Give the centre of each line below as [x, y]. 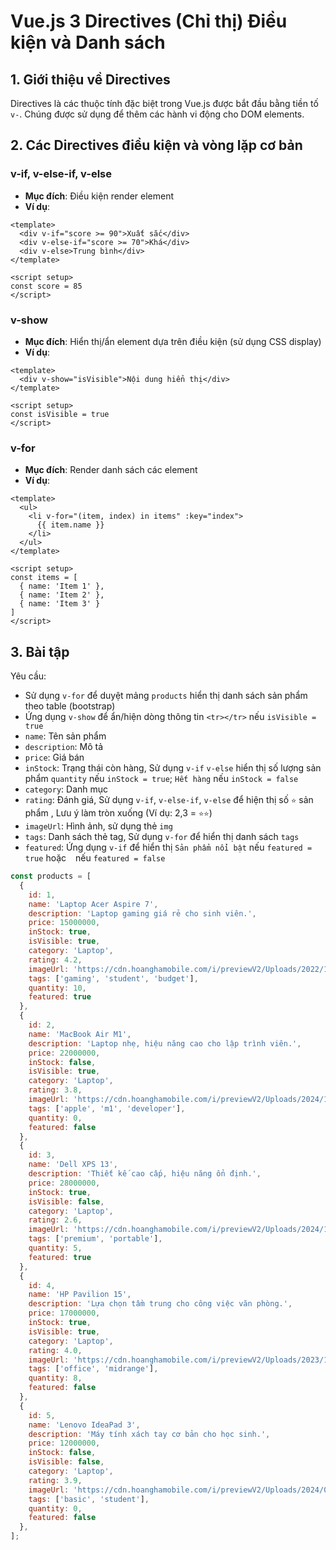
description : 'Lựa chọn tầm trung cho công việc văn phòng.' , [160, 1304]
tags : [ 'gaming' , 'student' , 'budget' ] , [113, 978]
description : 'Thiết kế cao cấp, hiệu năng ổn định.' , [145, 1174]
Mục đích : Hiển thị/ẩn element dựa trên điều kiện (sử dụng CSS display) [173, 341]
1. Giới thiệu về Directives [90, 79]
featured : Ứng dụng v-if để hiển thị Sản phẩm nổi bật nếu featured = [168, 847]
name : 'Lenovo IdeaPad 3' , [84, 1425]
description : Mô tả [64, 747]
